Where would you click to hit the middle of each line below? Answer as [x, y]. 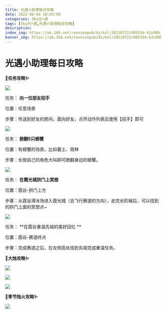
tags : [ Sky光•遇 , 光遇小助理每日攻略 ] [40, 24]
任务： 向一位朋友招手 [27, 98]
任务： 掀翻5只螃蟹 [24, 139]
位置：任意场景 [20, 108]
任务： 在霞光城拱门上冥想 [32, 179]
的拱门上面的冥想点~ [26, 207]
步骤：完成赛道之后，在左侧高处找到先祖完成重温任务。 [61, 248]
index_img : [16, 33]
